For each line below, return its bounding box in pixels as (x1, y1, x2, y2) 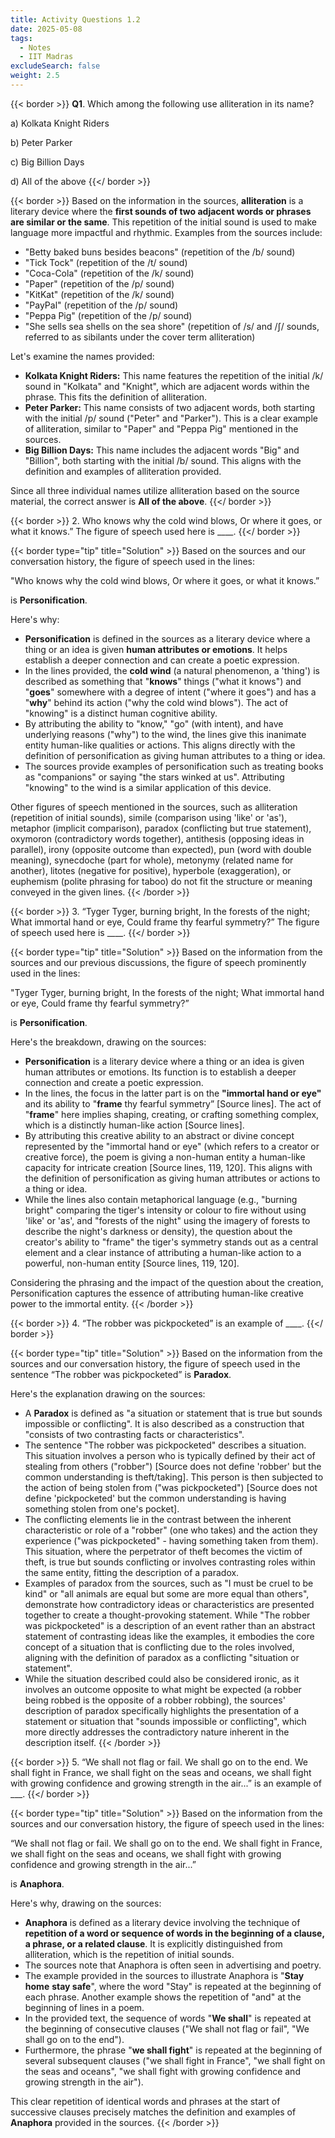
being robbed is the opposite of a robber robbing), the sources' (24, 1694, 286, 1706)
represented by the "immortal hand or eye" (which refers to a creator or (24, 1140, 320, 1152)
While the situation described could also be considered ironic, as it (24, 1672, 300, 1685)
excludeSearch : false (10, 61, 101, 71)
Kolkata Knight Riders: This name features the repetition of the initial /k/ (24, 369, 324, 381)
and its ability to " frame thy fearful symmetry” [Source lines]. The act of (24, 1097, 322, 1110)
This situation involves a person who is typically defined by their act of (24, 1449, 316, 1461)
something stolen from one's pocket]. (24, 1502, 180, 1515)
